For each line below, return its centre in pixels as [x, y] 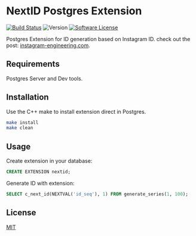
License [21, 213]
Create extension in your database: [49, 161]
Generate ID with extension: [40, 183]
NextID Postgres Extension [74, 11]
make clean [20, 128]
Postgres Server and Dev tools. [45, 78]
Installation [27, 97]
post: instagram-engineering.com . [48, 45]
